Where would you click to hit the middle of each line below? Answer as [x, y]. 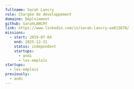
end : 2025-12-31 [31, 42]
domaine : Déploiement [27, 19]
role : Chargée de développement [38, 14]
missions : [15, 33]
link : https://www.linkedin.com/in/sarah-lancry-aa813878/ [67, 28]
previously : [17, 74]
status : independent [35, 46]
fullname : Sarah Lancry [30, 10]
